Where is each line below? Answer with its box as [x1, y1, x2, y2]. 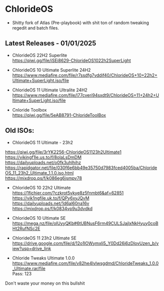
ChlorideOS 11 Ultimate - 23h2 [12, 139, 73, 145]
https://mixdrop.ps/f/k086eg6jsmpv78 [5, 175, 82, 181]
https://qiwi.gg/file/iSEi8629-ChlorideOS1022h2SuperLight [12, 58, 131, 63]
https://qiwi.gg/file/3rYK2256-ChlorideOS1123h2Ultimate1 [5, 149, 121, 155]
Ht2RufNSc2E [12, 225, 41, 232]
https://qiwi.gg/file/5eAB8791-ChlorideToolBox [12, 112, 106, 118]
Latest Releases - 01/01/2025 [5, 39, 96, 48]
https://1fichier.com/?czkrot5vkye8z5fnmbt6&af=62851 [12, 190, 124, 196]
